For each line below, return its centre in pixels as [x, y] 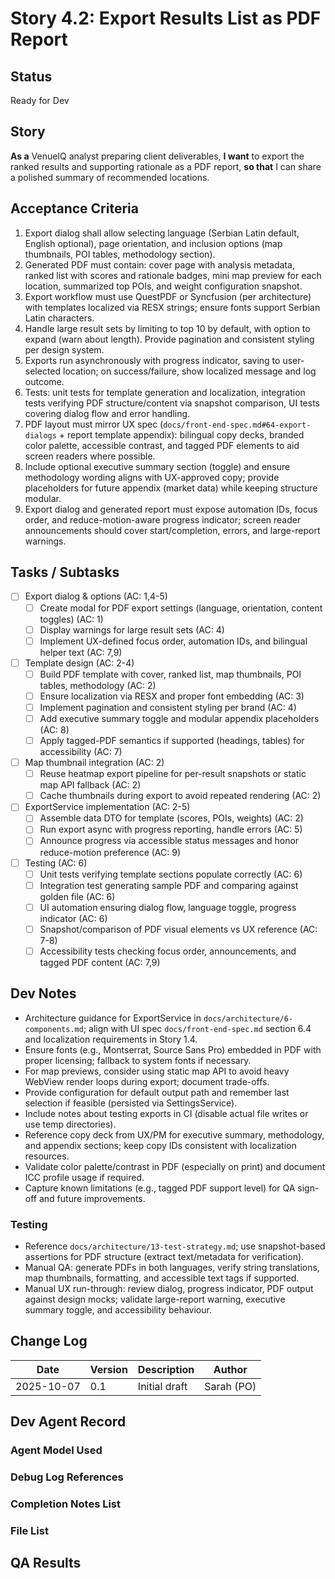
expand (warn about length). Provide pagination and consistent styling [169, 339]
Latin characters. [59, 318]
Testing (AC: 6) [56, 863]
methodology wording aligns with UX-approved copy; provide [152, 477]
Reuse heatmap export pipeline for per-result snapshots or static [173, 774]
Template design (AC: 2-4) [79, 663]
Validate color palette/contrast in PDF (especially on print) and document [175, 1166]
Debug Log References [67, 1477]
